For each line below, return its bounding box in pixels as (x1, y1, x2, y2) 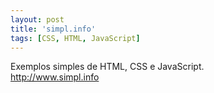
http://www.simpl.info (10, 71, 100, 83)
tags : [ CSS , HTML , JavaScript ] (10, 33, 141, 43)
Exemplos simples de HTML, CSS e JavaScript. (10, 61, 205, 73)
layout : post (10, 14, 65, 25)
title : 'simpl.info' (10, 24, 97, 34)
